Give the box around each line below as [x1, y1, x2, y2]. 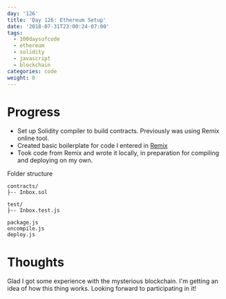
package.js [7, 219, 39, 226]
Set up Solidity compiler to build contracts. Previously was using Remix [17, 127, 220, 135]
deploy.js [7, 231, 36, 238]
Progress [7, 104, 61, 119]
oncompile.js [7, 225, 45, 232]
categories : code [7, 68, 57, 75]
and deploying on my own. [17, 156, 93, 164]
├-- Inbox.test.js [7, 207, 60, 214]
